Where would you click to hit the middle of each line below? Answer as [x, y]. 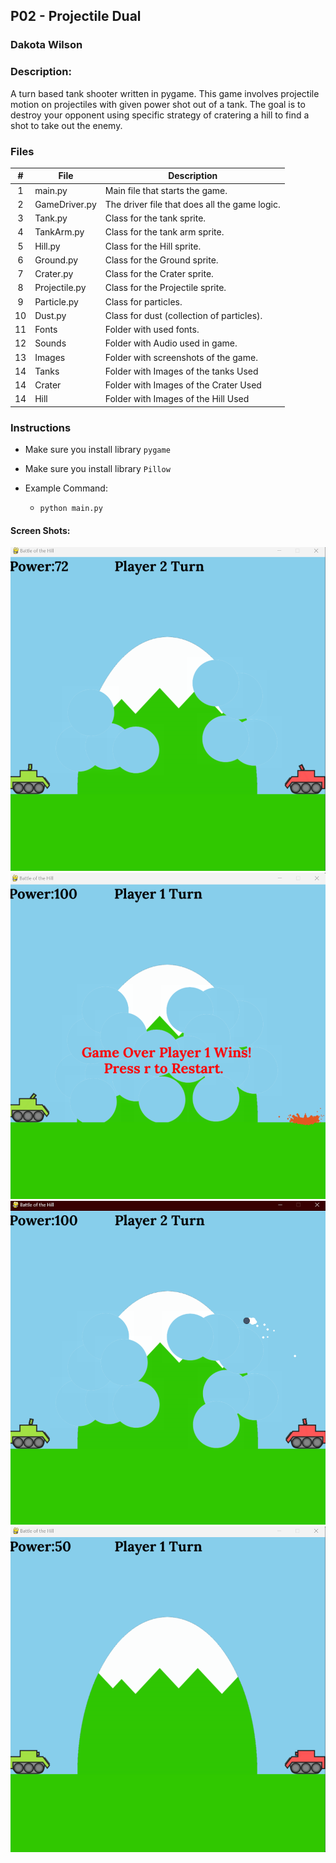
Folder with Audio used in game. [171, 343]
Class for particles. [143, 301]
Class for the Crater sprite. [159, 274]
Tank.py [51, 218]
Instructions [41, 427]
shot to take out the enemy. [66, 125]
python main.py [71, 509]
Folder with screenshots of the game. [181, 357]
